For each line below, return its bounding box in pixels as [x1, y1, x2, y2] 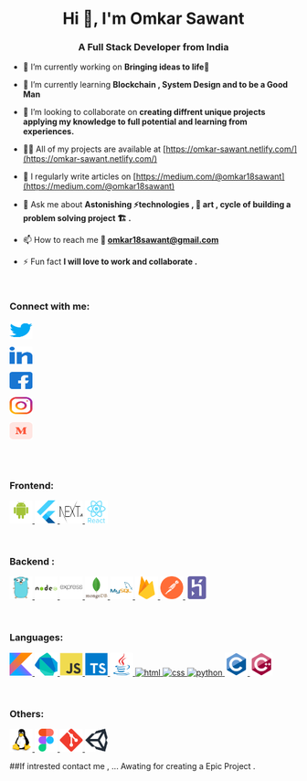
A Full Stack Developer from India [78, 41, 229, 54]
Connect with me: [9, 301, 90, 313]
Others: [9, 707, 44, 720]
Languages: [9, 631, 64, 644]
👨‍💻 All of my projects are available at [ [22, 143, 166, 154]
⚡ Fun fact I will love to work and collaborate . [22, 256, 198, 268]
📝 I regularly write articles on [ [22, 171, 137, 182]
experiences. [22, 126, 75, 137]
